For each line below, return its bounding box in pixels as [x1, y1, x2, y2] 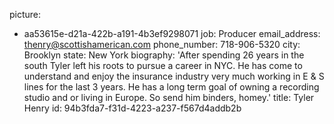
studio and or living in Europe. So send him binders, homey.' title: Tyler [23, 92, 315, 103]
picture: [9, 9, 42, 20]
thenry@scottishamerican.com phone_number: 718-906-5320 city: [23, 39, 301, 50]
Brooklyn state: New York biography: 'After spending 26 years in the [23, 49, 305, 61]
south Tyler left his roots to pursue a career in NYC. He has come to [23, 60, 303, 71]
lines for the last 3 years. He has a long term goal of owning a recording [23, 81, 320, 93]
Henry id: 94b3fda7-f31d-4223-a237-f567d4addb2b [23, 102, 242, 114]
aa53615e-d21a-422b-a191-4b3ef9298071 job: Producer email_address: [23, 28, 321, 39]
